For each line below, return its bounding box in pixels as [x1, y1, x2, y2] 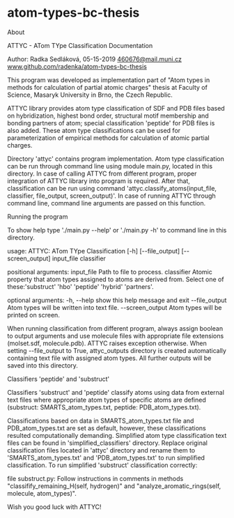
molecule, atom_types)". [7, 489, 77, 497]
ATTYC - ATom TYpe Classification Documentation [7, 41, 153, 49]
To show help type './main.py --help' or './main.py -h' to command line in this [7, 226, 227, 234]
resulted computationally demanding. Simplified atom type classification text [7, 431, 227, 439]
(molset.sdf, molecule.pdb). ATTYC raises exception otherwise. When [7, 339, 207, 347]
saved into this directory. [7, 361, 79, 370]
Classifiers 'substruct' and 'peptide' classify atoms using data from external [7, 388, 225, 396]
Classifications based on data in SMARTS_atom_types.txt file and [7, 416, 194, 425]
